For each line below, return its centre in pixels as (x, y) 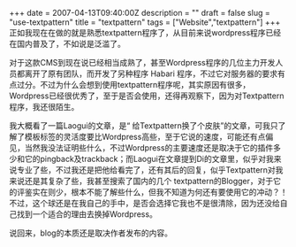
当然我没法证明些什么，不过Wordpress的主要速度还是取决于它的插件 (149, 148)
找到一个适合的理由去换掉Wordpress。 (87, 214)
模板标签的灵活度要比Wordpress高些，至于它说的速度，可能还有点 (145, 137)
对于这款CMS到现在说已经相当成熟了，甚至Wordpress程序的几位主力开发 (142, 62)
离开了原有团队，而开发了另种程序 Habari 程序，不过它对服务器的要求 (151, 73)
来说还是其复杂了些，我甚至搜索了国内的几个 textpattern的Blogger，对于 (141, 181)
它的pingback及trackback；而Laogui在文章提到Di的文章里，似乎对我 (149, 159)
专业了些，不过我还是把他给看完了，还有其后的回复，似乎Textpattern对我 (150, 170)
